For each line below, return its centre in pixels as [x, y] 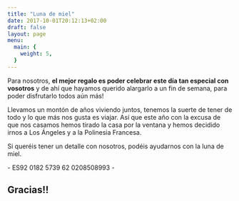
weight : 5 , [36, 54]
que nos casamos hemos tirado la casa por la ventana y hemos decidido [114, 125]
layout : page [27, 34]
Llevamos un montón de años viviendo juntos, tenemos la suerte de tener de [120, 109]
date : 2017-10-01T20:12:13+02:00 [57, 21]
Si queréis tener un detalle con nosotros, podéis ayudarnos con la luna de [116, 146]
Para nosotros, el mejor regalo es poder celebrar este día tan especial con [118, 81]
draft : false [27, 27]
